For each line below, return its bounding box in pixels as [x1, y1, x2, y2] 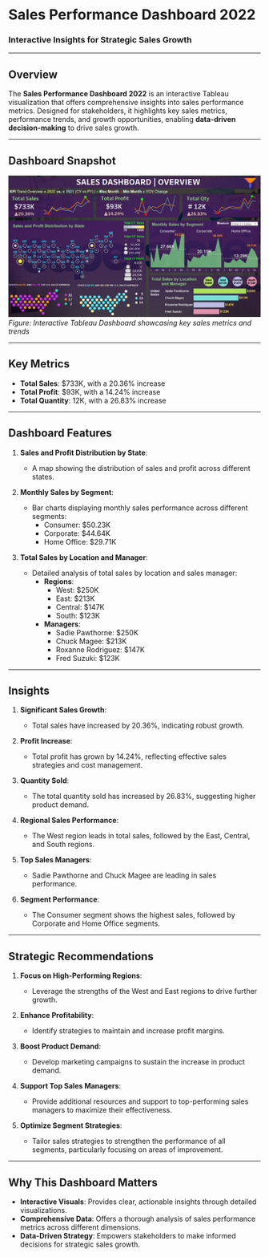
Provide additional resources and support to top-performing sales [31, 1097, 249, 1106]
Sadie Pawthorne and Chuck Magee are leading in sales [31, 870, 217, 880]
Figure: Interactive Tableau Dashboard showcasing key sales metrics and [8, 318, 252, 327]
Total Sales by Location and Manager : [19, 552, 148, 562]
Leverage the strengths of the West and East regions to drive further [31, 987, 258, 996]
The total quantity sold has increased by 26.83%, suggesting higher [31, 792, 256, 801]
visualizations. [19, 1205, 68, 1214]
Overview [8, 67, 58, 81]
